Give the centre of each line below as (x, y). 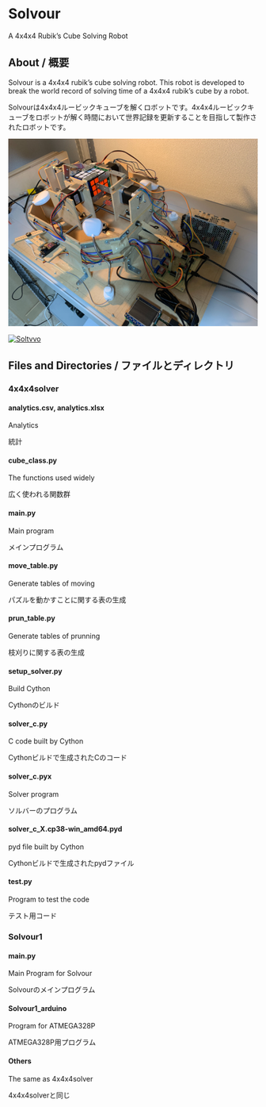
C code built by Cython (46, 741)
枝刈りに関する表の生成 (46, 652)
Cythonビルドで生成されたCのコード (68, 758)
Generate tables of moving (51, 583)
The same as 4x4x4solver (51, 1078)
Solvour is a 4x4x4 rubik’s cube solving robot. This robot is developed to (127, 82)
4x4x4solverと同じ (39, 1095)
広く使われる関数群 (40, 494)
